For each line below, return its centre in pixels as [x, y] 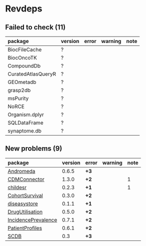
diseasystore [23, 203]
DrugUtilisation [25, 211]
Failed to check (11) [35, 27]
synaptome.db [24, 131]
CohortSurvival [25, 195]
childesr [17, 187]
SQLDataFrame [25, 123]
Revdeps [24, 9]
